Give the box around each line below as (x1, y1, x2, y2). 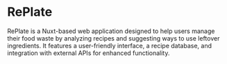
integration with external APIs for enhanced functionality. (7, 49, 170, 57)
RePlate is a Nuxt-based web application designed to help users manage (7, 27, 215, 35)
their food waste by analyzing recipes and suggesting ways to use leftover (7, 34, 220, 42)
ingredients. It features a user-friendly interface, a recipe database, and (7, 41, 212, 50)
